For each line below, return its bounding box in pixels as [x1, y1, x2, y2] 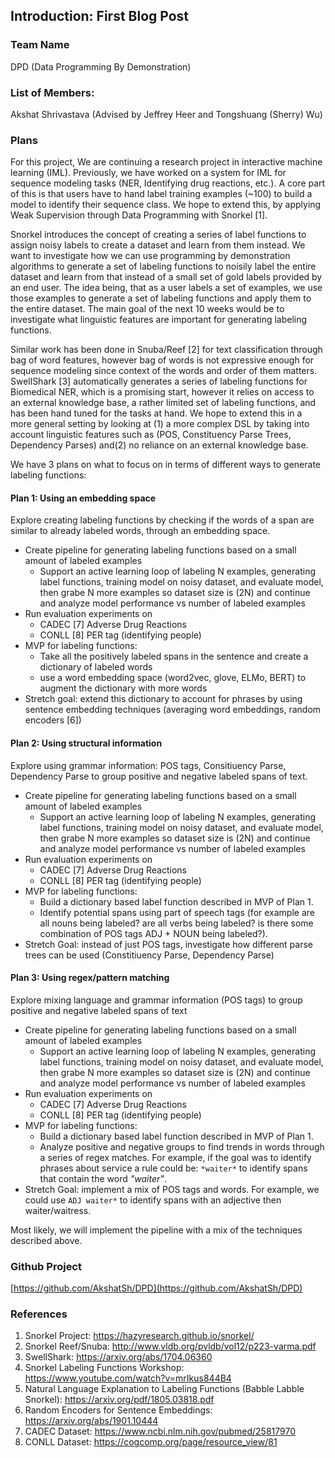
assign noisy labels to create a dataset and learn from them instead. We [10, 239, 306, 251]
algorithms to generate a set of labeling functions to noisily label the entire [10, 260, 317, 273]
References [10, 1307, 68, 1321]
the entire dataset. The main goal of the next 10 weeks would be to [10, 303, 285, 315]
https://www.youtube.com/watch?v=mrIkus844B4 [24, 1372, 232, 1384]
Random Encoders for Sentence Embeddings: [24, 1404, 213, 1416]
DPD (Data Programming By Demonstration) [10, 60, 192, 73]
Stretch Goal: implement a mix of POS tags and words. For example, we [24, 1183, 320, 1195]
